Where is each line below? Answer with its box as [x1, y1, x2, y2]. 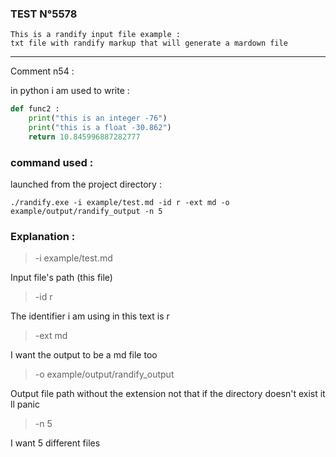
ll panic [10, 398, 40, 411]
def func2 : [10, 104, 60, 114]
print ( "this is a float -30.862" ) [28, 123, 172, 133]
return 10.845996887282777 [28, 132, 141, 142]
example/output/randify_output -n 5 [10, 207, 163, 217]
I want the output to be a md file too [10, 349, 158, 361]
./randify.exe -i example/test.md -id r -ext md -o [10, 198, 230, 208]
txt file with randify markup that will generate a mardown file [10, 38, 288, 49]
